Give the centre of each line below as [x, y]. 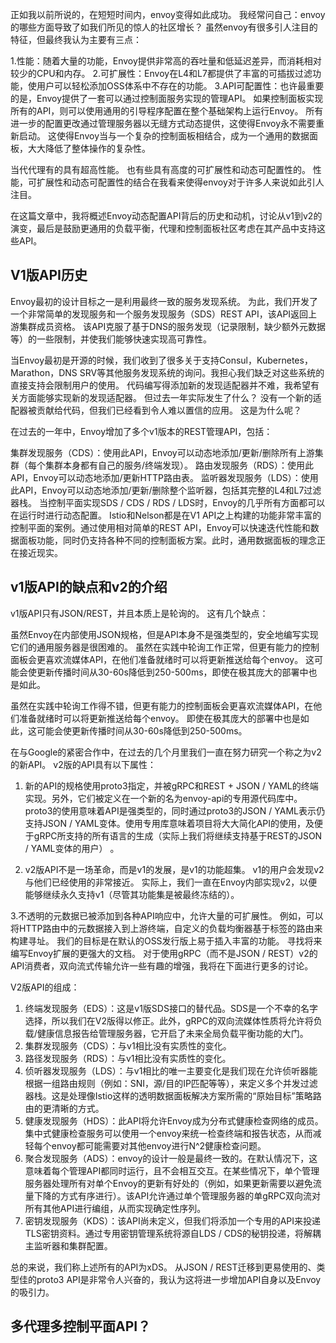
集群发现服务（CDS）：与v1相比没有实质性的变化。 [128, 1045]
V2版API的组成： [45, 987]
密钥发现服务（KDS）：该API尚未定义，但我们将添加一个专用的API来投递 [173, 1220]
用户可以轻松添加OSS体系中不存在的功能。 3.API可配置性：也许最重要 [180, 86]
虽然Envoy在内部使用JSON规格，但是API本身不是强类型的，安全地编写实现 [164, 634]
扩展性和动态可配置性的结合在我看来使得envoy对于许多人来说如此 [171, 182]
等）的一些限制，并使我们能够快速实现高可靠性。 [111, 339]
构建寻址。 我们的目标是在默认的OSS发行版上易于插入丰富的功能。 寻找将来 [166, 940]
